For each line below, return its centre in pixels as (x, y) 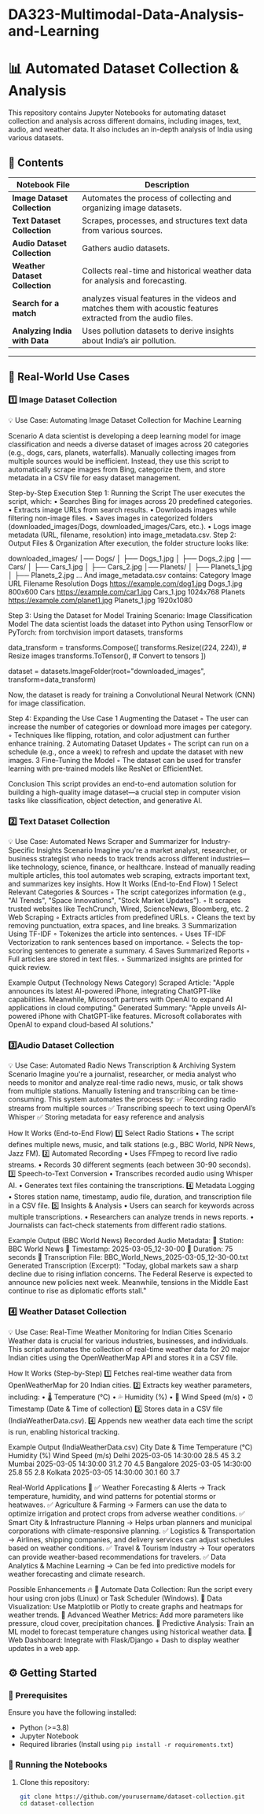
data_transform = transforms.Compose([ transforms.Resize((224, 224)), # (128, 647)
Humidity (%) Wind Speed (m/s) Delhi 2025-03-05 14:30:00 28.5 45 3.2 (125, 1455)
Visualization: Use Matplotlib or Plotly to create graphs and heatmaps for (126, 1606)
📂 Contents (36, 163)
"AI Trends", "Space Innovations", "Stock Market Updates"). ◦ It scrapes (125, 900)
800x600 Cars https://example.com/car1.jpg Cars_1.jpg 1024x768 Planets (127, 591)
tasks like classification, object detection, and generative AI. (105, 800)
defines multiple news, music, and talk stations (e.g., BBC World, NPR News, (132, 1145)
